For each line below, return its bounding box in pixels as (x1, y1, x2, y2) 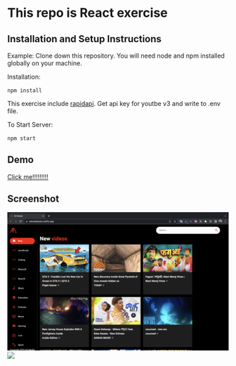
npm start (7, 135, 37, 142)
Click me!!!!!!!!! (7, 172, 49, 181)
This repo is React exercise (7, 5, 169, 21)
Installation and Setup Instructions (7, 33, 162, 45)
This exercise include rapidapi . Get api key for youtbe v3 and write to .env (7, 100, 221, 107)
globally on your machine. (7, 59, 82, 67)
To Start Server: (7, 121, 53, 129)
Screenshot (7, 193, 60, 205)
